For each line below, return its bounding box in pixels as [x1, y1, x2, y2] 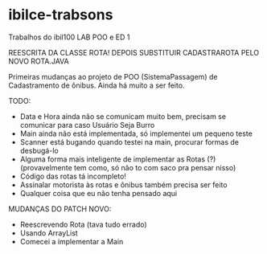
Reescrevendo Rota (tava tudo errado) [19, 219, 147, 229]
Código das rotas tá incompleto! [19, 171, 127, 181]
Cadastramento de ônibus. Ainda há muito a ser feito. [8, 80, 185, 90]
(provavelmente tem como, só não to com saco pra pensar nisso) [19, 162, 236, 172]
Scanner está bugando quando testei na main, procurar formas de [19, 137, 240, 146]
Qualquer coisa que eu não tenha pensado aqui [19, 188, 178, 198]
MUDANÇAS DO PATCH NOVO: [8, 203, 112, 214]
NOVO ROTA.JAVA [8, 56, 70, 66]
